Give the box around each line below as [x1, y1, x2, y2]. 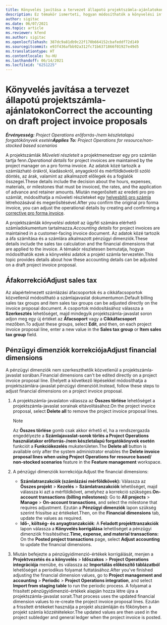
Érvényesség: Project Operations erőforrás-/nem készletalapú [5, 132, 134, 138]
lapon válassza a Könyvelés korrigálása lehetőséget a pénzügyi [20, 525, 152, 531]
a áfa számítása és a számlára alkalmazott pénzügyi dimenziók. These [5, 236, 148, 242]
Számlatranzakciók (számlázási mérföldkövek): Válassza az [20, 478, 146, 484]
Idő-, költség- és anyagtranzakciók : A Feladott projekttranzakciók [20, 520, 159, 526]
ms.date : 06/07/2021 [5, 21, 49, 26]
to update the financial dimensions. [20, 541, 92, 547]
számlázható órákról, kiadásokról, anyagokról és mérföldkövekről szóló [5, 168, 151, 174]
